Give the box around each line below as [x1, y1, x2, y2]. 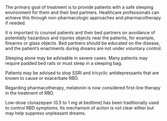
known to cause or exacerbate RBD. [5, 75, 79, 81]
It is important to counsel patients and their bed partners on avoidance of [5, 30, 156, 35]
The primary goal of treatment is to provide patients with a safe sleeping [5, 4, 154, 10]
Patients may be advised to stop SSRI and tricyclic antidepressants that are [5, 70, 160, 76]
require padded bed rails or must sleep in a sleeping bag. [5, 60, 123, 66]
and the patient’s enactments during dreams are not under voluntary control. [5, 46, 162, 51]
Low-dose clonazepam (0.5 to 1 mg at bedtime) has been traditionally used [5, 100, 159, 106]
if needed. [5, 20, 26, 26]
